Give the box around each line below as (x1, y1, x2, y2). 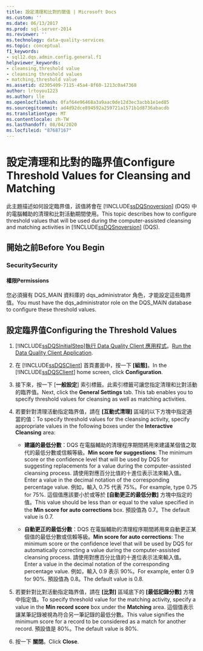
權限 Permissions (6, 277, 50, 284)
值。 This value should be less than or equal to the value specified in (24, 499, 194, 506)
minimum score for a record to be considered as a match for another (15, 618, 187, 625)
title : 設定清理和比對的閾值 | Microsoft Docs (6, 9, 117, 15)
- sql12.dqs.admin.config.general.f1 (6, 54, 102, 60)
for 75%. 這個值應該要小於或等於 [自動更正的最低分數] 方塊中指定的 (24, 491, 193, 499)
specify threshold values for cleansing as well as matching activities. (15, 395, 187, 403)
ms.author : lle (6, 94, 45, 100)
